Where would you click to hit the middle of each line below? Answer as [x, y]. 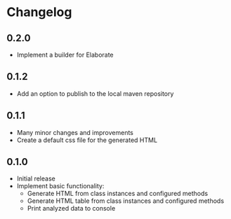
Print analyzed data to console [71, 209]
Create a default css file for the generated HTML [87, 140]
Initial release [36, 178]
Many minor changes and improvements [75, 132]
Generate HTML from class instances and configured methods [118, 194]
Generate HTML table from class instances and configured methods [126, 201]
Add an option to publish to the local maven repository [95, 93]
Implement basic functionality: [60, 186]
